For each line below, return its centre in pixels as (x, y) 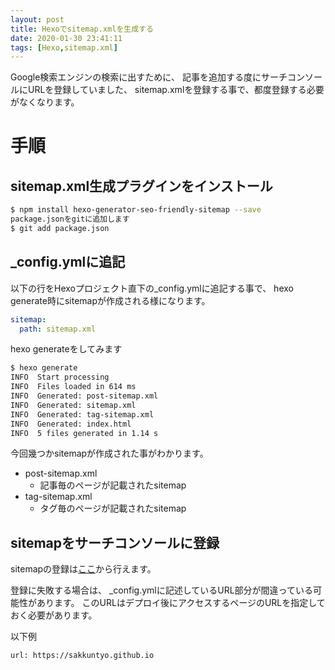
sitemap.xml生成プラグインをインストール (141, 186)
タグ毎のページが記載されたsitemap (113, 508)
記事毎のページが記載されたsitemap (113, 485)
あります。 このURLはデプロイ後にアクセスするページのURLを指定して (181, 603)
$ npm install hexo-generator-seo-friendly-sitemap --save (136, 210)
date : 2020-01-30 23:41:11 (66, 38)
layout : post (37, 19)
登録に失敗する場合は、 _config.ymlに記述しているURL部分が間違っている (161, 590)
